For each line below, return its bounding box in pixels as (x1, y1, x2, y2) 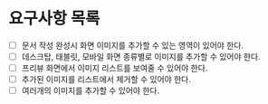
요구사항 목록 (8, 8, 100, 29)
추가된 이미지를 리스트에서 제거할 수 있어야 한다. (21, 74, 191, 85)
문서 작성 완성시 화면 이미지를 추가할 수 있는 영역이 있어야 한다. (21, 40, 244, 51)
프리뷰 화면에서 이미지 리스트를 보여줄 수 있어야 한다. (21, 62, 208, 73)
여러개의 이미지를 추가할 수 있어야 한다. (21, 85, 160, 96)
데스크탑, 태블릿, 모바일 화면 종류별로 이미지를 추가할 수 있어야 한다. (21, 52, 261, 61)
